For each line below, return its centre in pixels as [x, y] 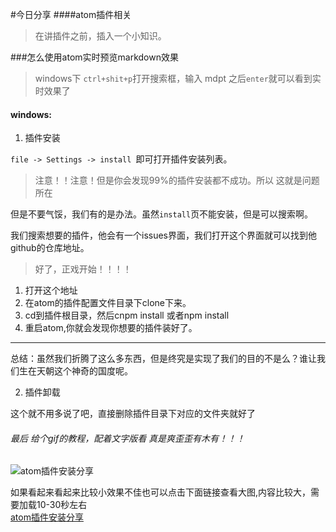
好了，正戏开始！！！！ [83, 269]
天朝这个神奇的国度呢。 [84, 371]
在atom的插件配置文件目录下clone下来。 [108, 303]
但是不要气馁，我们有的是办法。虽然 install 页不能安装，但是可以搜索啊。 [162, 214]
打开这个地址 [51, 290]
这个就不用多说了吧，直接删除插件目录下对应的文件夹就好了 [133, 414]
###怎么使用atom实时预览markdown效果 [94, 57]
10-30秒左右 [62, 505]
